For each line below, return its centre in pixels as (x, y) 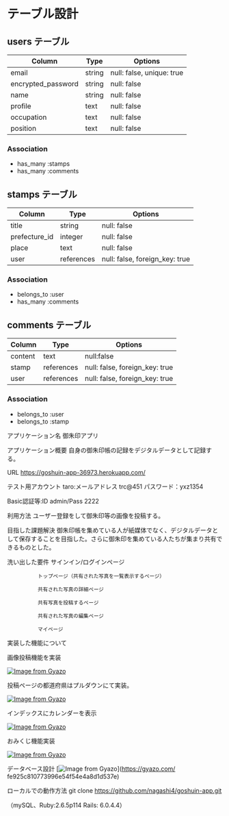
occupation (29, 117)
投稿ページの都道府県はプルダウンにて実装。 (70, 685)
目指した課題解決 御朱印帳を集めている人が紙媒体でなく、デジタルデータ (110, 530)
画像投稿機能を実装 (34, 657)
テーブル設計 (43, 14)
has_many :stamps (43, 164)
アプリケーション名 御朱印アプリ (53, 435)
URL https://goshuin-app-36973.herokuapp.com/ (76, 472)
